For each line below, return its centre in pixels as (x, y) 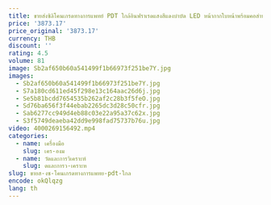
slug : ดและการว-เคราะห (55, 166)
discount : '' (30, 46)
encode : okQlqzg (35, 181)
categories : (28, 136)
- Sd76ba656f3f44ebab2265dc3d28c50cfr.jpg (88, 106)
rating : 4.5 (28, 53)
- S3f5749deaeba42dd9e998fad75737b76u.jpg (88, 121)
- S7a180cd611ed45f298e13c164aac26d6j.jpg (88, 91)
